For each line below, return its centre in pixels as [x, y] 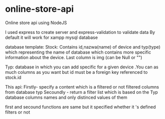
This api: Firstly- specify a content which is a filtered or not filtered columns [82, 87]
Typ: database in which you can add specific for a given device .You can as [82, 67]
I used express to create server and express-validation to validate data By [80, 32]
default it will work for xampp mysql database [51, 37]
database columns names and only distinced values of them [66, 97]
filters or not [18, 112]
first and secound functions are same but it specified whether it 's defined [81, 107]
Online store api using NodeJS [36, 23]
